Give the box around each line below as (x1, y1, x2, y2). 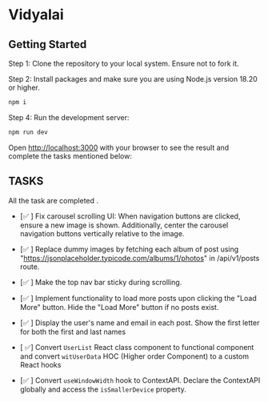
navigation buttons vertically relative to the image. (19, 228, 185, 238)
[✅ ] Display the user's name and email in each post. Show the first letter (19, 318, 260, 328)
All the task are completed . (8, 195, 98, 205)
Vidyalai (8, 6, 64, 24)
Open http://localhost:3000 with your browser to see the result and (8, 143, 230, 152)
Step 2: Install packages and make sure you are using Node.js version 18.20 (8, 74, 258, 83)
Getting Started (8, 38, 87, 51)
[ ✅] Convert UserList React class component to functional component (19, 342, 254, 352)
